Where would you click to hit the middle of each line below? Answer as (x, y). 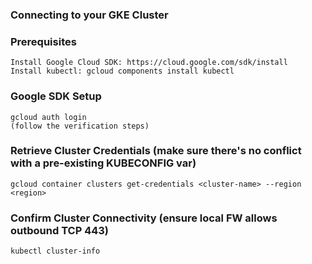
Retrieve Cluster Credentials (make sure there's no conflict (156, 151)
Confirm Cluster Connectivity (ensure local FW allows (144, 218)
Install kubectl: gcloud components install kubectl (122, 71)
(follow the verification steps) (80, 126)
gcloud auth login (48, 117)
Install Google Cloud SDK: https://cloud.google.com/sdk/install (149, 63)
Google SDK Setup (56, 96)
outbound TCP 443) (59, 230)
